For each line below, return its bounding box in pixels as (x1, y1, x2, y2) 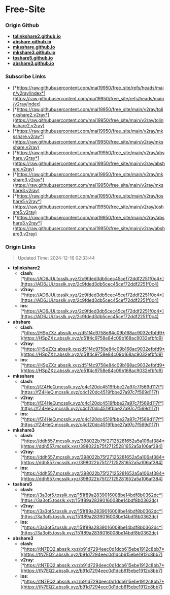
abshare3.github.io (12, 60, 54, 67)
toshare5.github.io (12, 55, 53, 61)
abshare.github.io (12, 39, 52, 45)
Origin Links (5, 243, 36, 250)
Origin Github (5, 22, 40, 29)
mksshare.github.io (12, 44, 55, 50)
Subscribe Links (5, 73, 46, 80)
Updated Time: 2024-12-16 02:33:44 (17, 255, 95, 261)
